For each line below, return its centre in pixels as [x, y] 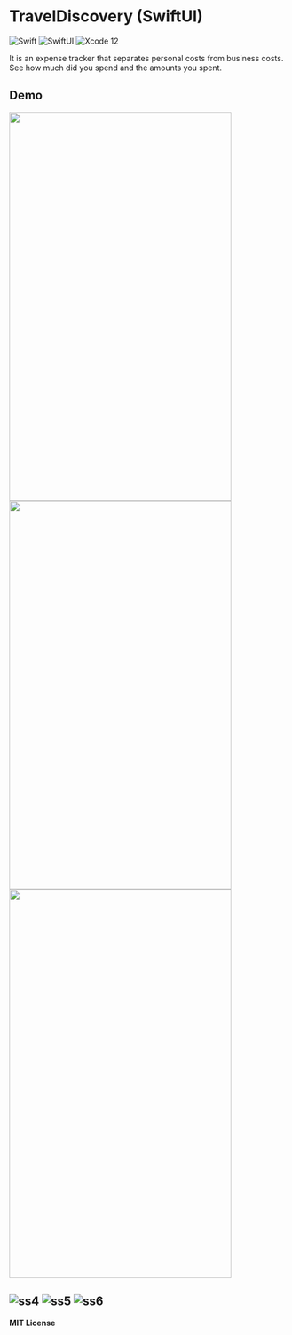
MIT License [32, 1323]
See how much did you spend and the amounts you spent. [116, 68]
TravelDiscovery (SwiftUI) [106, 16]
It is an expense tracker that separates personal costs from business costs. [146, 58]
